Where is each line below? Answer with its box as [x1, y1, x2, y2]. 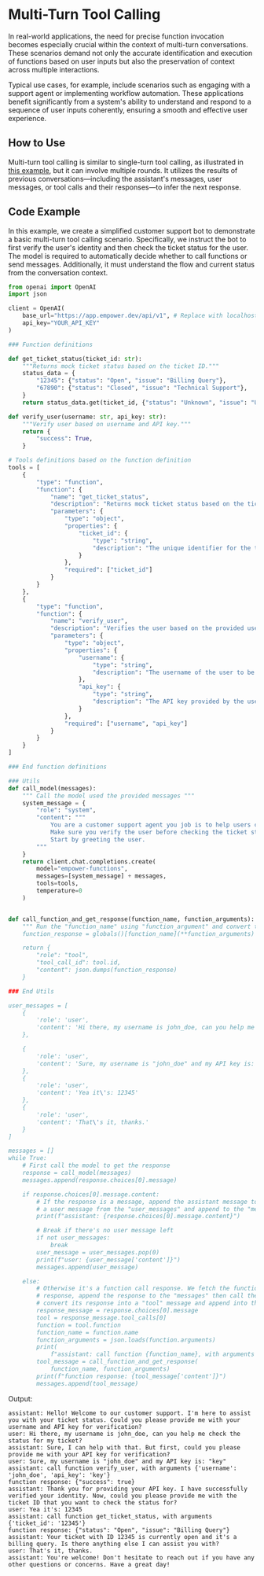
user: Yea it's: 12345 [8, 1505, 82, 1513]
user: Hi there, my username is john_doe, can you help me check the [8, 1430, 241, 1438]
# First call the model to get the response [22, 1162, 170, 1169]
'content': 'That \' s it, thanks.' [36, 1118, 149, 1126]
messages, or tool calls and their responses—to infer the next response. [8, 182, 241, 192]
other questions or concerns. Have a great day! [8, 1560, 170, 1568]
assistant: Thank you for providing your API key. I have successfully [8, 1485, 247, 1493]
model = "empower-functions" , [36, 865, 128, 873]
